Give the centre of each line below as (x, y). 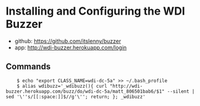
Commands (28, 67)
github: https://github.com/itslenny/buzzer (68, 41)
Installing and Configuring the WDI (95, 11)
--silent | (181, 91)
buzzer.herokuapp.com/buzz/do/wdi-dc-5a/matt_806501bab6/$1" (85, 91)
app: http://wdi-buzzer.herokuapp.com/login (70, 48)
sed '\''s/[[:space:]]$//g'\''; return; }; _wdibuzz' (76, 97)
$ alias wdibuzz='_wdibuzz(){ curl (62, 86)
